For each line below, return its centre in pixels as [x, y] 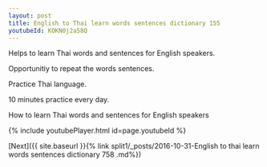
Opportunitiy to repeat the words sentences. [81, 69]
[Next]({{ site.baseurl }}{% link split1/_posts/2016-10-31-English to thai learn [134, 146]
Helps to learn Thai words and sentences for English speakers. [112, 54]
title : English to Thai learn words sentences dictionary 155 [114, 23]
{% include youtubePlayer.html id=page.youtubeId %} [97, 131]
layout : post [30, 16]
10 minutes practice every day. [59, 100]
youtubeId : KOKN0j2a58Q [48, 30]
